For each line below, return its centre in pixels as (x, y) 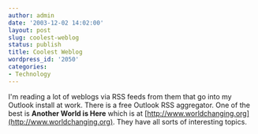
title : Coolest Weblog (45, 52)
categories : (28, 67)
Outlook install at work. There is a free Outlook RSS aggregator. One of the (129, 105)
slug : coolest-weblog (44, 37)
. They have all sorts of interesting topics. (180, 121)
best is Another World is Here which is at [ (78, 113)
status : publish (35, 45)
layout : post (30, 30)
